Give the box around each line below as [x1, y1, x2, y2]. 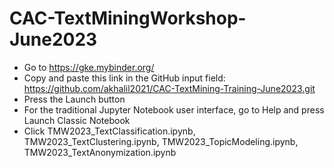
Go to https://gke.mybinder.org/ [23, 61, 155, 73]
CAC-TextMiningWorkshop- [9, 7, 247, 30]
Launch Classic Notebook [23, 114, 131, 126]
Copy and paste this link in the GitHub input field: [23, 72, 226, 84]
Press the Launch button [23, 93, 126, 105]
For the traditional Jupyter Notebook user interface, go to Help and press [23, 103, 325, 116]
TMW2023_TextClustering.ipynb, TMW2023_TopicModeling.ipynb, [23, 135, 299, 147]
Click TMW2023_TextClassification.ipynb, [23, 125, 196, 137]
